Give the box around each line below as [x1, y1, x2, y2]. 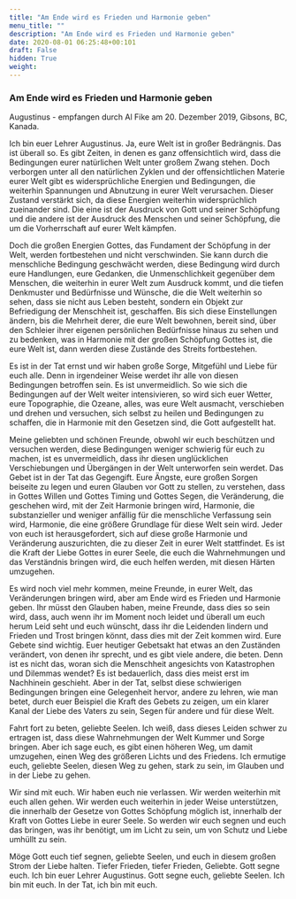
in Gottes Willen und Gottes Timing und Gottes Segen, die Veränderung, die [9, 491, 285, 501]
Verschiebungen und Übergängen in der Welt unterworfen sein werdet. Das [9, 462, 285, 474]
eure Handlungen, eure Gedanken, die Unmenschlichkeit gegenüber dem [9, 268, 276, 279]
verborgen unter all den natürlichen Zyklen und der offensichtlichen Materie [9, 167, 285, 177]
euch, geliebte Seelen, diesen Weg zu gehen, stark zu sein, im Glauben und [9, 761, 285, 771]
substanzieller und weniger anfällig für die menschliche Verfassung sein [9, 510, 272, 521]
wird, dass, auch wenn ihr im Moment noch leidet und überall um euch [9, 612, 265, 623]
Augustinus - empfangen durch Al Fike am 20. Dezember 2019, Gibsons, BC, [9, 112, 288, 122]
